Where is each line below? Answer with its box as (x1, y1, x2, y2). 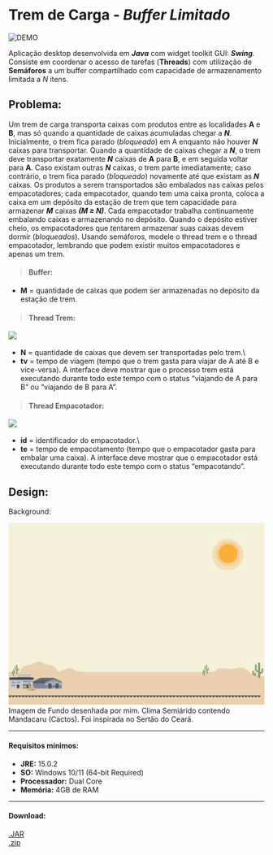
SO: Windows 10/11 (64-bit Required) (19, 767, 145, 777)
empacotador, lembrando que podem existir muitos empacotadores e (8, 240, 240, 250)
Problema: (8, 98, 63, 111)
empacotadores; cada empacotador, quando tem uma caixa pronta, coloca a (8, 189, 265, 198)
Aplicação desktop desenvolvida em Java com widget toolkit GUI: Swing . (8, 48, 255, 58)
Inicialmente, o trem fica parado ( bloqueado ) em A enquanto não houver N (8, 137, 258, 146)
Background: (8, 506, 51, 517)
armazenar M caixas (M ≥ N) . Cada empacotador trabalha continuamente (8, 206, 254, 215)
